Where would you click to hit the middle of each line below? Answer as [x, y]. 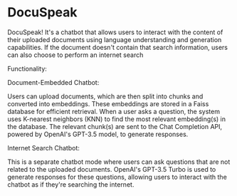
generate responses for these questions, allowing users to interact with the [117, 177]
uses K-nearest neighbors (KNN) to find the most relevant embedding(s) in [117, 119]
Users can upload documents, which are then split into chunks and [105, 96]
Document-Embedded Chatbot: [53, 82]
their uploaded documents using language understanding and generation [115, 39]
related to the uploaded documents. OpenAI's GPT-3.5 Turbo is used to [112, 169]
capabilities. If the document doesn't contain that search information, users [117, 47]
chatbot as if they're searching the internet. [71, 184]
